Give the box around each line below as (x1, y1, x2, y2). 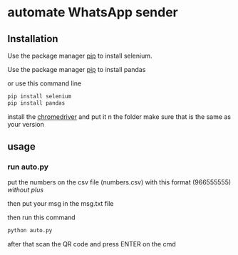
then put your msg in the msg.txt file (7, 199, 114, 208)
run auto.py (7, 162, 48, 172)
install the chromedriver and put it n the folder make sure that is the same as (7, 112, 232, 121)
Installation (7, 33, 58, 45)
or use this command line (7, 79, 82, 88)
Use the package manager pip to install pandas (7, 66, 146, 73)
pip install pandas (7, 99, 66, 107)
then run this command (7, 213, 76, 222)
